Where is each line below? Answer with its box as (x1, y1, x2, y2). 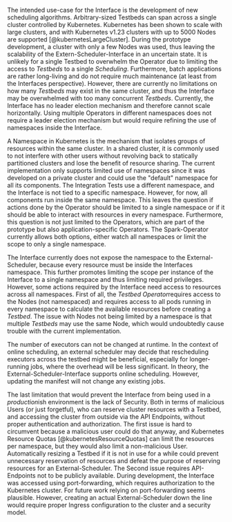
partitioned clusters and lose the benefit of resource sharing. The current (7, 159, 215, 167)
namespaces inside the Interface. (7, 124, 102, 132)
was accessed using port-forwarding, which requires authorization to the (7, 479, 215, 487)
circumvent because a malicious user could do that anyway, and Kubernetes (7, 427, 224, 435)
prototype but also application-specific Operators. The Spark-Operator (7, 225, 209, 233)
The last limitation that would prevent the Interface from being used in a (7, 390, 211, 399)
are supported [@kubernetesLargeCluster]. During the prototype (7, 35, 191, 44)
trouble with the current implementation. (7, 327, 122, 335)
